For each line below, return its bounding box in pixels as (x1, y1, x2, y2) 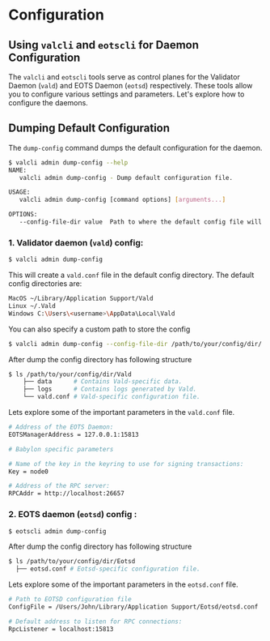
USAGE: (8, 188, 31, 196)
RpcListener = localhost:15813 (8, 625, 114, 633)
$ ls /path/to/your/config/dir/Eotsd (8, 558, 136, 566)
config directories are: (8, 279, 82, 288)
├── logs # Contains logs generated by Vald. (23, 385, 197, 394)
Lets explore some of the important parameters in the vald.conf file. (8, 408, 235, 417)
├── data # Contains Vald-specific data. (23, 378, 183, 386)
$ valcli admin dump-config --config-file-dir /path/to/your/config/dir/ (8, 340, 263, 348)
